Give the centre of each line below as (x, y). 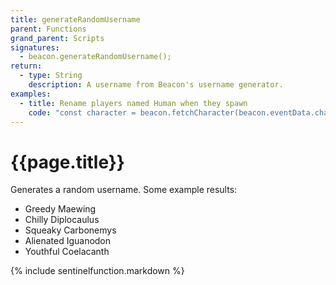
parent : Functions (48, 29)
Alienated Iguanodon (68, 241)
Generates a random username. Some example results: (124, 190)
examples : (31, 94)
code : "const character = (82, 112)
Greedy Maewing (60, 209)
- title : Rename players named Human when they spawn (133, 103)
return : (26, 66)
